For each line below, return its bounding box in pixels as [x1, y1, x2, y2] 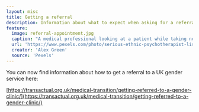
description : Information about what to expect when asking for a [6, 19, 174, 25]
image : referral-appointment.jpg [11, 31, 94, 37]
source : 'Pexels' [11, 52, 54, 58]
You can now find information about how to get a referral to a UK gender [6, 68, 183, 75]
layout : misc [6, 8, 38, 15]
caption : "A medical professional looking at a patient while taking [11, 36, 187, 42]
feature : [6, 25, 28, 31]
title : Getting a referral [6, 14, 73, 20]
